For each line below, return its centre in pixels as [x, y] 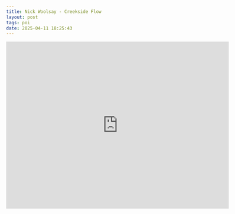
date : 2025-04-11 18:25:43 [39, 28]
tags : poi [18, 22]
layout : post [22, 17]
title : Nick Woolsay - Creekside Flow [54, 12]
